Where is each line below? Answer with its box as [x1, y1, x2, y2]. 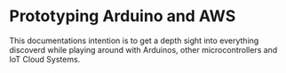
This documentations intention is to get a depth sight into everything [9, 35, 259, 46]
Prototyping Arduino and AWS [9, 6, 236, 26]
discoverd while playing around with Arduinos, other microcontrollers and [9, 44, 278, 55]
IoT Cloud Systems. [9, 54, 81, 64]
